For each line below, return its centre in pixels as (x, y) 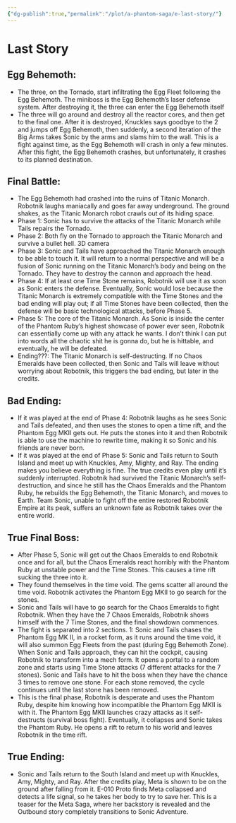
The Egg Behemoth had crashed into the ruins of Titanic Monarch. (113, 199)
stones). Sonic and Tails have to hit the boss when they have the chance (122, 675)
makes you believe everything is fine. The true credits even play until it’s (122, 470)
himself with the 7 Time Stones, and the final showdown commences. (118, 622)
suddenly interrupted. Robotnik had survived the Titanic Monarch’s (114, 478)
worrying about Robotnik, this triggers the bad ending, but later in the (118, 371)
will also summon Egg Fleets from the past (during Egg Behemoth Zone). (123, 645)
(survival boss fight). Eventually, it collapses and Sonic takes (135, 720)
